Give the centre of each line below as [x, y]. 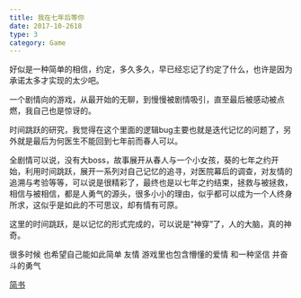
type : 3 [24, 34]
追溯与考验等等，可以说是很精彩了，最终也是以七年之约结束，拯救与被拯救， [151, 183]
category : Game [38, 43]
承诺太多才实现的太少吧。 [57, 81]
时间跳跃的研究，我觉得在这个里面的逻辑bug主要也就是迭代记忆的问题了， [146, 130]
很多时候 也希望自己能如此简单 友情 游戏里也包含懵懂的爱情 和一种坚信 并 [145, 254]
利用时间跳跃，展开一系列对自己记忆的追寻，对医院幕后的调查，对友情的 [159, 171]
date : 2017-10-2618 [46, 26]
